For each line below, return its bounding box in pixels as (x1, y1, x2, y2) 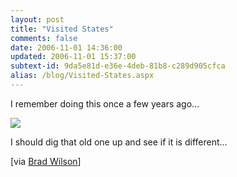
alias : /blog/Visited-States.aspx (10, 71, 155, 81)
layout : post (10, 14, 65, 25)
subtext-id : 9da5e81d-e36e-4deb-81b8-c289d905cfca (10, 61, 226, 71)
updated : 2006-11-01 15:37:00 (10, 52, 137, 62)
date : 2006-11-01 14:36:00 (10, 42, 123, 53)
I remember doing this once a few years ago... (10, 97, 200, 110)
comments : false (10, 33, 78, 43)
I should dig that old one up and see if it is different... (10, 136, 228, 148)
